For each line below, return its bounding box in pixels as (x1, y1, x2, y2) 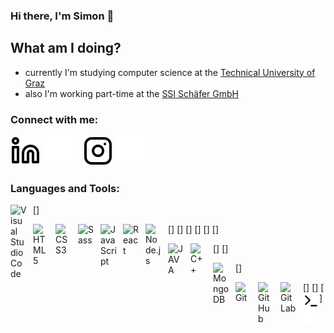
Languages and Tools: (10, 181, 120, 195)
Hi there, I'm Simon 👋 (10, 9, 115, 23)
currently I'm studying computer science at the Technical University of (24, 66, 316, 78)
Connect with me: (10, 112, 99, 126)
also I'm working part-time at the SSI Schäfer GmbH (24, 87, 239, 99)
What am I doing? (10, 40, 122, 57)
